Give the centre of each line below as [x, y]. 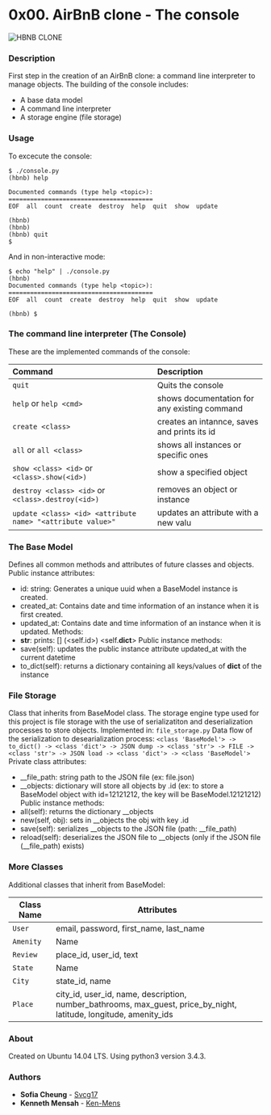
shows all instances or [199, 445]
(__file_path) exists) [52, 846]
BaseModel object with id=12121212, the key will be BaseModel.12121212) [141, 795]
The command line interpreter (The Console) [98, 334]
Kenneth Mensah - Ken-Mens [70, 1103]
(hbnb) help [28, 178]
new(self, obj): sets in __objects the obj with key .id [104, 820]
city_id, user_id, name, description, [121, 994]
